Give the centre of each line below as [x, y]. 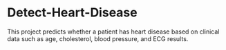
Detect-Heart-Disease [72, 13]
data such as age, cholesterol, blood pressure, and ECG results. [98, 38]
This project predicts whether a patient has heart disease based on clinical [113, 32]
